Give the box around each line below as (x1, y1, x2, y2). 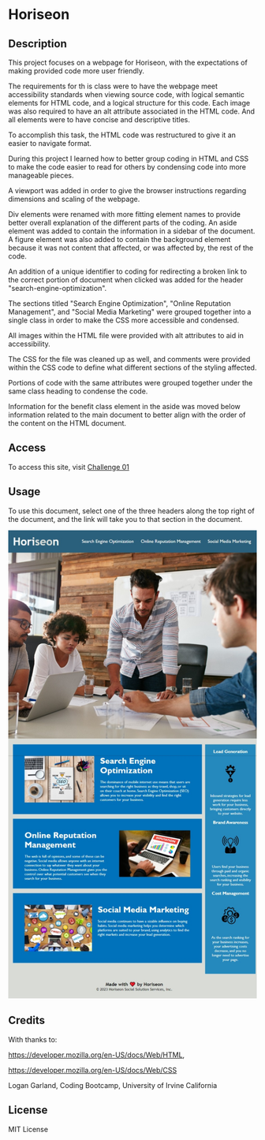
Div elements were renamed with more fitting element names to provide (8, 210, 241, 218)
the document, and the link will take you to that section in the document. (8, 514, 243, 523)
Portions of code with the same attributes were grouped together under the (8, 378, 253, 387)
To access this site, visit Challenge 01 (8, 462, 130, 471)
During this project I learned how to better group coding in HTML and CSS (8, 154, 249, 163)
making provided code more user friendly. (8, 66, 144, 76)
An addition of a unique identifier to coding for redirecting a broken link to (8, 266, 247, 276)
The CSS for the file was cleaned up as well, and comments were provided (8, 355, 251, 363)
